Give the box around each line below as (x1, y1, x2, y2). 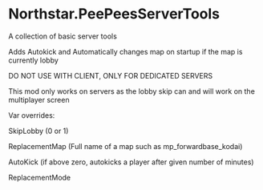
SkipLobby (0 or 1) (8, 126, 69, 135)
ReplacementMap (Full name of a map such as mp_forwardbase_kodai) (8, 141, 243, 151)
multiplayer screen (8, 95, 70, 104)
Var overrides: (8, 110, 55, 120)
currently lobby (8, 55, 59, 65)
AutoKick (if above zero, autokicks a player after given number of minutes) (8, 157, 254, 167)
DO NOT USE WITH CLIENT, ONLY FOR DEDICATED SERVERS (8, 71, 213, 80)
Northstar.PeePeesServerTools (8, 5, 221, 23)
